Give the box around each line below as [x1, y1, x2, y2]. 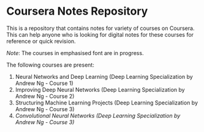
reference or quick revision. [6, 37, 76, 45]
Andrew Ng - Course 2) [15, 92, 75, 100]
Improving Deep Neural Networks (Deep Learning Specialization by [15, 86, 185, 93]
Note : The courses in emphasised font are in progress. [6, 49, 144, 56]
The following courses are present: [6, 61, 95, 68]
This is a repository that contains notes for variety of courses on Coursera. [6, 24, 195, 32]
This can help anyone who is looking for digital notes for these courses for [6, 31, 194, 38]
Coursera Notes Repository [6, 4, 148, 18]
